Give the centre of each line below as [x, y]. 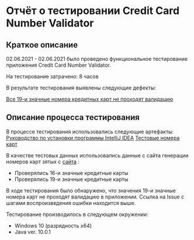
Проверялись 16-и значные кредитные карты [71, 173]
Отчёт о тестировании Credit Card [93, 11]
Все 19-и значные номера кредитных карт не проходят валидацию [90, 99]
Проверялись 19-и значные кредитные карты [71, 179]
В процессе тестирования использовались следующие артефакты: [90, 131]
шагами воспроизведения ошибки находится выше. [71, 203]
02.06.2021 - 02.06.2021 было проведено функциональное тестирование [97, 59]
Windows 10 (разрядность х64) [53, 225]
